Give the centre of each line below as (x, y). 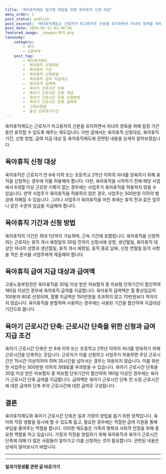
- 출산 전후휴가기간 (41, 111)
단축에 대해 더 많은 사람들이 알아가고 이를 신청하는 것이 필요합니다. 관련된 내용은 (82, 440)
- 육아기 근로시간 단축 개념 (48, 93)
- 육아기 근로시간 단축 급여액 (50, 102)
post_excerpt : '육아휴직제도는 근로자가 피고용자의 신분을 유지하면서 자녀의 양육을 (79, 24)
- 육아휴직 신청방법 (41, 74)
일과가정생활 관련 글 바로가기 (33, 467)
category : (24, 42)
